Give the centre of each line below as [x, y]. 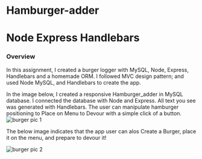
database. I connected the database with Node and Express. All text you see [101, 100]
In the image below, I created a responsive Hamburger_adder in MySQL [95, 94]
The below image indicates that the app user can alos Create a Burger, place [101, 131]
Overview [21, 56]
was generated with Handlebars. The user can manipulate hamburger [93, 107]
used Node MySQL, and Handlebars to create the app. [74, 82]
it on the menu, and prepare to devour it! [56, 137]
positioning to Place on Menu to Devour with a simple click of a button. [94, 113]
